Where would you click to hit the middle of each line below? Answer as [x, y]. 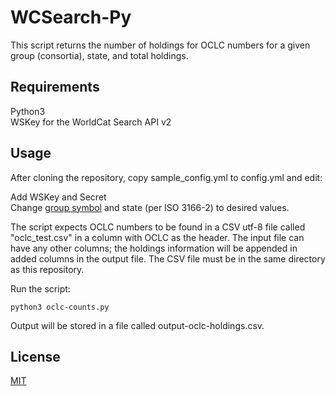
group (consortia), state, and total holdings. [99, 55]
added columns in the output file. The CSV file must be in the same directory [168, 258]
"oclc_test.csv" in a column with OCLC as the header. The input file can [157, 237]
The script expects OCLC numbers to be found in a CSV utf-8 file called [158, 227]
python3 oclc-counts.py [60, 307]
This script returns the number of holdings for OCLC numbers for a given [160, 45]
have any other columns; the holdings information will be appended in [154, 248]
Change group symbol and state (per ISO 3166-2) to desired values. [150, 207]
